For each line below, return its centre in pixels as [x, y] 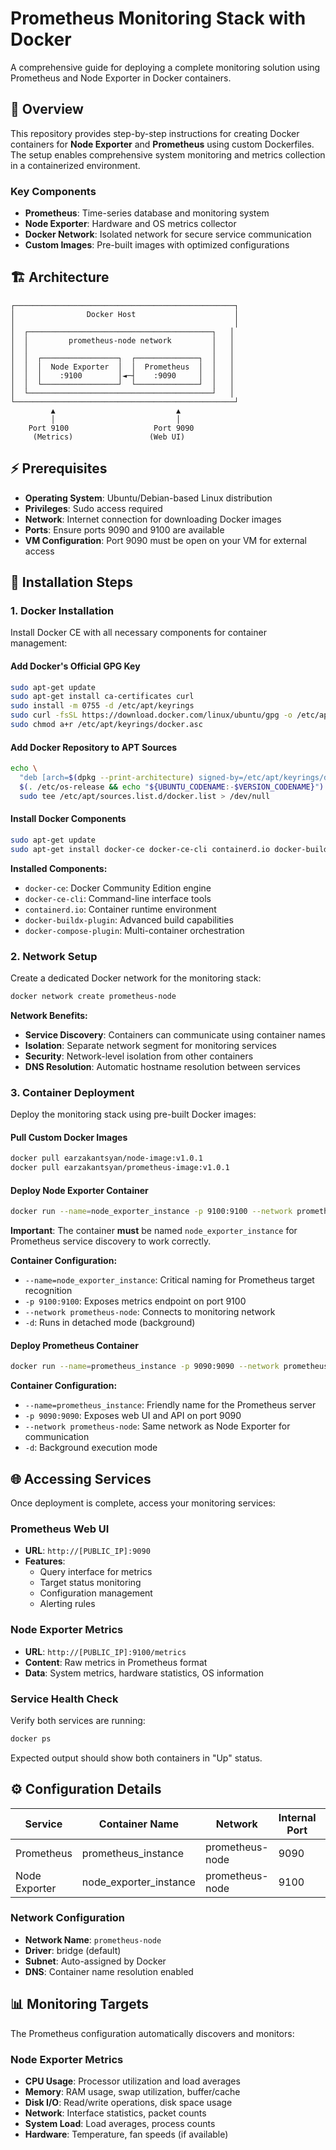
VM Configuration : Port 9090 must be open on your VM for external [165, 540]
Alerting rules [67, 1604]
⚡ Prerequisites [59, 468]
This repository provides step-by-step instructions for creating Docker [155, 133]
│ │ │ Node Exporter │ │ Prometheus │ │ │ [122, 367]
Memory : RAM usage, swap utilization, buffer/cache [132, 2091]
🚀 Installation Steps [72, 582]
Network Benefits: [49, 1015]
